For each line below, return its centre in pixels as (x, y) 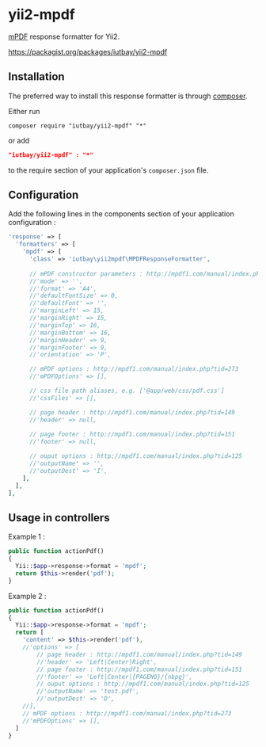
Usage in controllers (59, 518)
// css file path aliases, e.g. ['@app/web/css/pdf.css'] (127, 391)
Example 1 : (27, 537)
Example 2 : (27, 596)
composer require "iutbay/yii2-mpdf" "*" (78, 126)
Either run (24, 111)
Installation (36, 77)
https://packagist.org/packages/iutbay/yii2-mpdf (88, 51)
